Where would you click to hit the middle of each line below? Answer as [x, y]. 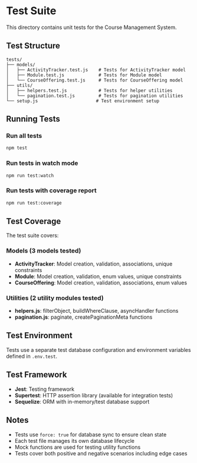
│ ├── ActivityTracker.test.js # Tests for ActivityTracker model [96, 70]
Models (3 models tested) [44, 251]
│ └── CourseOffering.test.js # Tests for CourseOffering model [95, 80]
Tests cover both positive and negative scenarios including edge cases [101, 453]
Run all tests [24, 136]
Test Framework [37, 375]
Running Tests [33, 119]
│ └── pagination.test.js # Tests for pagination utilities [95, 96]
